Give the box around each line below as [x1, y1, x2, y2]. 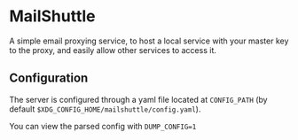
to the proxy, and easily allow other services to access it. [9, 44, 217, 55]
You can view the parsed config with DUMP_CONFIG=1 [9, 121, 197, 131]
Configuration [9, 71, 89, 86]
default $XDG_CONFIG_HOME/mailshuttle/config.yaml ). [9, 104, 201, 114]
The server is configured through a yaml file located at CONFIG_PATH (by [9, 94, 268, 105]
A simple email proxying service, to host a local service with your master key [9, 35, 289, 46]
